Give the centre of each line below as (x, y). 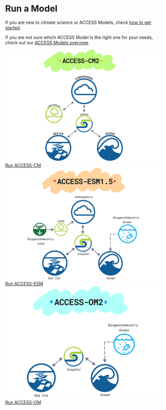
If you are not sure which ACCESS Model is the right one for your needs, (79, 37)
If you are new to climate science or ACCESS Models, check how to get (78, 22)
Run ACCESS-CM (23, 165)
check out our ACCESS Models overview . (47, 42)
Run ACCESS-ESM (24, 284)
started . (13, 27)
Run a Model (31, 9)
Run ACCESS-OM (23, 402)
